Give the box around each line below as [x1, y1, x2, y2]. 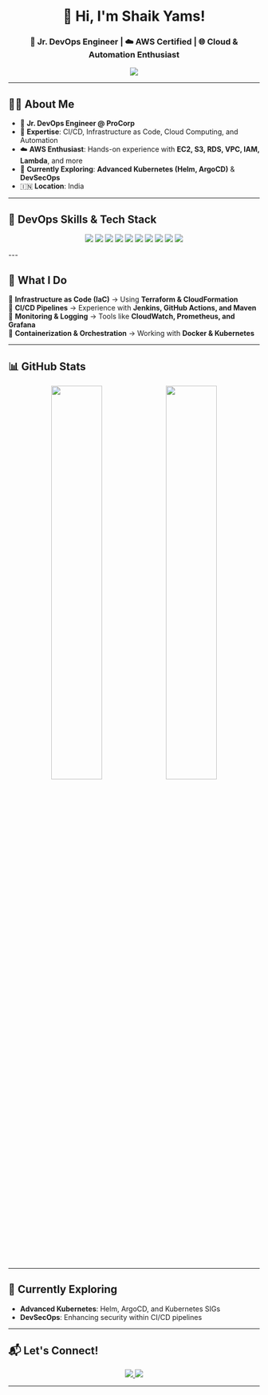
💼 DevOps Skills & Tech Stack [8, 212, 157, 226]
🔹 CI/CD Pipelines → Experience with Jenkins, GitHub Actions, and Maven [8, 302, 257, 312]
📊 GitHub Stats [8, 360, 86, 373]
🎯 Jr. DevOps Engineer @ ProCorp [19, 119, 136, 128]
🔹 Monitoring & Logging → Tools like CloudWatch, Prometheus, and [8, 311, 235, 321]
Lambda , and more [19, 156, 83, 166]
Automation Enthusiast [89, 49, 179, 61]
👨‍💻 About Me [8, 97, 75, 111]
